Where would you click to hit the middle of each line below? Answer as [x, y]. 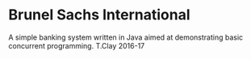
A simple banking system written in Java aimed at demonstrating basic [126, 37]
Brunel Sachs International [100, 15]
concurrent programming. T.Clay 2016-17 [77, 45]
